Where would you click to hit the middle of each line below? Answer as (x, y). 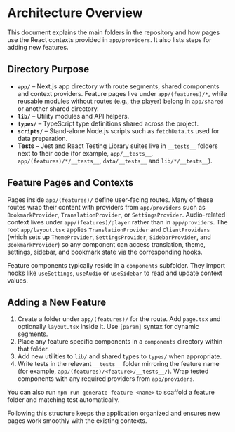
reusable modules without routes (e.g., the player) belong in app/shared (120, 101)
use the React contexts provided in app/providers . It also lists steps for (109, 39)
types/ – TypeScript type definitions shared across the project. (108, 123)
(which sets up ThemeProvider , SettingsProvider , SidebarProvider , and (109, 237)
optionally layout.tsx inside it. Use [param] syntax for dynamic (108, 327)
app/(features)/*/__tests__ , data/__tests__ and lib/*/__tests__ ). (115, 161)
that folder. (33, 349)
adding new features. (38, 47)
